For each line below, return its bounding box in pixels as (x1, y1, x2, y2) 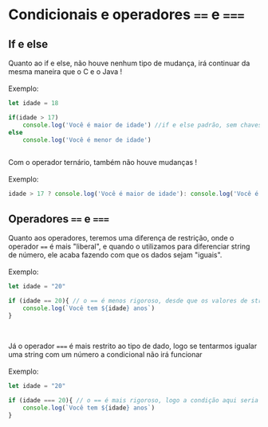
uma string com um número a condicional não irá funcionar (8, 350, 203, 359)
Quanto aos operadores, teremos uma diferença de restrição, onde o (8, 233, 235, 242)
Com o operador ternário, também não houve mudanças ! (8, 158, 198, 167)
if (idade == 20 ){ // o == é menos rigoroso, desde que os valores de (8, 296, 248, 304)
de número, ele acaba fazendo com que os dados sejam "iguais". (8, 249, 223, 260)
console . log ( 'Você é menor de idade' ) (22, 135, 152, 144)
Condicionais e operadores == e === (8, 6, 245, 24)
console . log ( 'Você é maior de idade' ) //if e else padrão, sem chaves (22, 121, 262, 129)
